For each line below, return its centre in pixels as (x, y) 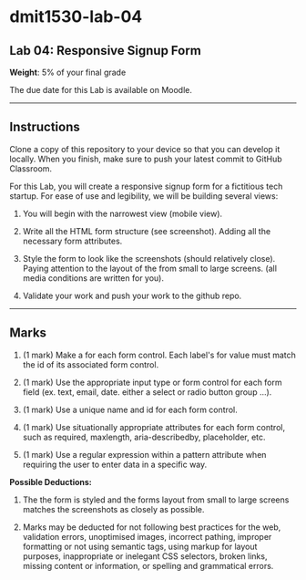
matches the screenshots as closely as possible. (113, 509)
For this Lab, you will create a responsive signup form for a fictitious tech (146, 186)
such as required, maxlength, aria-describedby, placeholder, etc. (144, 437)
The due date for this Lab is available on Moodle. (101, 90)
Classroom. (31, 168)
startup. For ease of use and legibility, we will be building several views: (144, 196)
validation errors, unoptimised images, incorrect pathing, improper (147, 536)
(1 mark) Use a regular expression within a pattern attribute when (144, 454)
